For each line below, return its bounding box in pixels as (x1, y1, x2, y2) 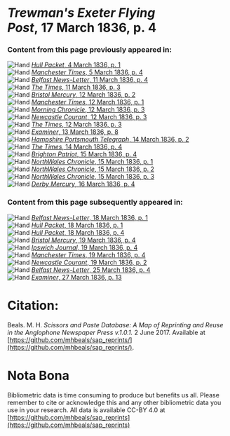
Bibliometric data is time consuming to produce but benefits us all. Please (7, 390, 219, 399)
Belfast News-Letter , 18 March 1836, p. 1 (31, 213, 149, 222)
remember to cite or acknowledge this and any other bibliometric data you (7, 398, 222, 407)
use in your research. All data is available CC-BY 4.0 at (7, 405, 165, 414)
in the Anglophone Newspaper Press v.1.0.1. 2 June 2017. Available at (7, 328, 205, 336)
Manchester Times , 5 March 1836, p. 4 (31, 68, 143, 76)
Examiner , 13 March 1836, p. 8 (31, 128, 119, 136)
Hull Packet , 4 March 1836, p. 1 (31, 61, 121, 69)
